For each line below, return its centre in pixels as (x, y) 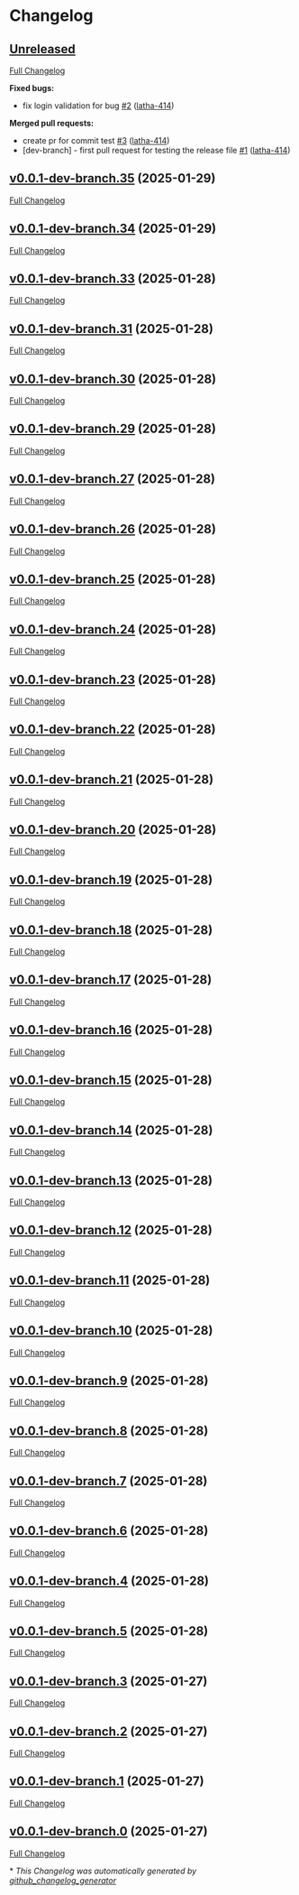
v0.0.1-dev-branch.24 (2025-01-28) (113, 629)
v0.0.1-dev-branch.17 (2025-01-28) (111, 980)
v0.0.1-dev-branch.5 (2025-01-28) (109, 1631)
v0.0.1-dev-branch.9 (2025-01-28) (109, 1380)
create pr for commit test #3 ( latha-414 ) (96, 140)
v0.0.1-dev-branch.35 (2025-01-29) (113, 178)
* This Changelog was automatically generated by (103, 1871)
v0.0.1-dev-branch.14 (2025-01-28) (111, 1130)
